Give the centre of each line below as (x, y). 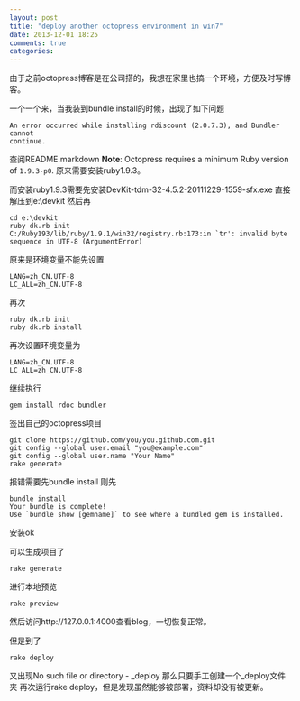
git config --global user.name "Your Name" (92, 457)
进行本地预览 (33, 586)
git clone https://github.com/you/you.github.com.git (113, 440)
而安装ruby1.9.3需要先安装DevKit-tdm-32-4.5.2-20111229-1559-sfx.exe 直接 (150, 189)
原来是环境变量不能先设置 (57, 260)
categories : (32, 51)
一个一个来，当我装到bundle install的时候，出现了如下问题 (117, 108)
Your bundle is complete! (58, 507)
